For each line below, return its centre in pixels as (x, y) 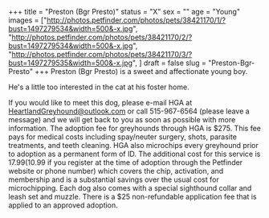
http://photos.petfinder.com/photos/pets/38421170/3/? (102, 54)
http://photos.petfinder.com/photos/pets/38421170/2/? (102, 37)
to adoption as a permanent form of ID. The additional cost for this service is (134, 154)
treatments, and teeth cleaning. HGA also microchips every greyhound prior (134, 145)
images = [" (28, 20)
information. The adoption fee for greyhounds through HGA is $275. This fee (134, 128)
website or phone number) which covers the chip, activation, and (116, 171)
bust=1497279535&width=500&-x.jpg (71, 63)
